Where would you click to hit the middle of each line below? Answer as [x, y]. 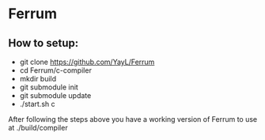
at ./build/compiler [38, 128]
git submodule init [49, 87]
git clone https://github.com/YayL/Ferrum [87, 62]
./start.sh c [37, 104]
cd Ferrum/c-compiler [56, 70]
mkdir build [38, 79]
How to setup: [44, 43]
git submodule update [55, 95]
